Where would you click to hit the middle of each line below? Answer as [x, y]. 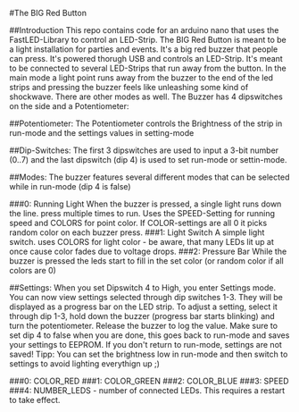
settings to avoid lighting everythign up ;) [85, 364]
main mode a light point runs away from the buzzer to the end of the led [141, 78]
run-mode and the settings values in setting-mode [102, 133]
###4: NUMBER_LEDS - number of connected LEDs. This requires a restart [147, 391]
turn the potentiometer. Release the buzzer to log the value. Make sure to [144, 326]
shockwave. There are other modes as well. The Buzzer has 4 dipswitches [146, 97]
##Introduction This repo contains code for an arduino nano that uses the [144, 30]
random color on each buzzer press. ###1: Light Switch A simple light [137, 232]
